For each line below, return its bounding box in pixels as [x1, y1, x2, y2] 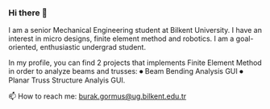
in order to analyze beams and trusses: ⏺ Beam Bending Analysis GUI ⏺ [8, 67, 243, 76]
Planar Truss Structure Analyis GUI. [8, 75, 126, 85]
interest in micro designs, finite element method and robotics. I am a [8, 34, 235, 43]
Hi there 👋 [8, 7, 48, 18]
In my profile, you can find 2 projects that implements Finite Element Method [8, 58, 262, 67]
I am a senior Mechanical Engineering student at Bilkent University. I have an [8, 26, 262, 35]
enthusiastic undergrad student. [39, 42, 147, 52]
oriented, [8, 42, 39, 52]
